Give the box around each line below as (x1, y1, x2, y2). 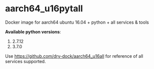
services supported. (5, 58, 46, 64)
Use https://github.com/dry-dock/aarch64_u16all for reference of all (5, 53, 143, 59)
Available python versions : (5, 29, 61, 34)
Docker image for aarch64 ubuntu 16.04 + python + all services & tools (5, 19, 149, 25)
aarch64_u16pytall (5, 3, 83, 14)
